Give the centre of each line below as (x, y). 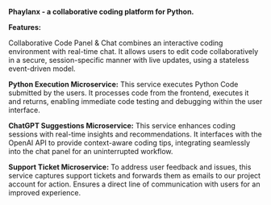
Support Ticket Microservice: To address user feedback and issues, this (130, 167)
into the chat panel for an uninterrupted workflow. (91, 151)
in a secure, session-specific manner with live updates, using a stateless (129, 60)
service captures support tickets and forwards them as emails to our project (134, 176)
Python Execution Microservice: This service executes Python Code (123, 84)
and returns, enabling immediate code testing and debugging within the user (135, 101)
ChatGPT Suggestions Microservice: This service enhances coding (122, 126)
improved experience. (45, 192)
